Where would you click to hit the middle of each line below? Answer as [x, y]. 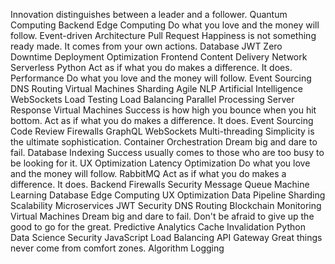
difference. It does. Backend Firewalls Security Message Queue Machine [160, 184]
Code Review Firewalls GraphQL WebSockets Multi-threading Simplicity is [162, 131]
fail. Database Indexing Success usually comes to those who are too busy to [167, 152]
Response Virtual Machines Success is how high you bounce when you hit [163, 110]
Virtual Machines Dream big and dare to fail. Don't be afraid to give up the [162, 216]
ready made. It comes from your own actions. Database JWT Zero [146, 46]
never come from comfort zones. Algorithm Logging [117, 248]
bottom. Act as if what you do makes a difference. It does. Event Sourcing [162, 120]
